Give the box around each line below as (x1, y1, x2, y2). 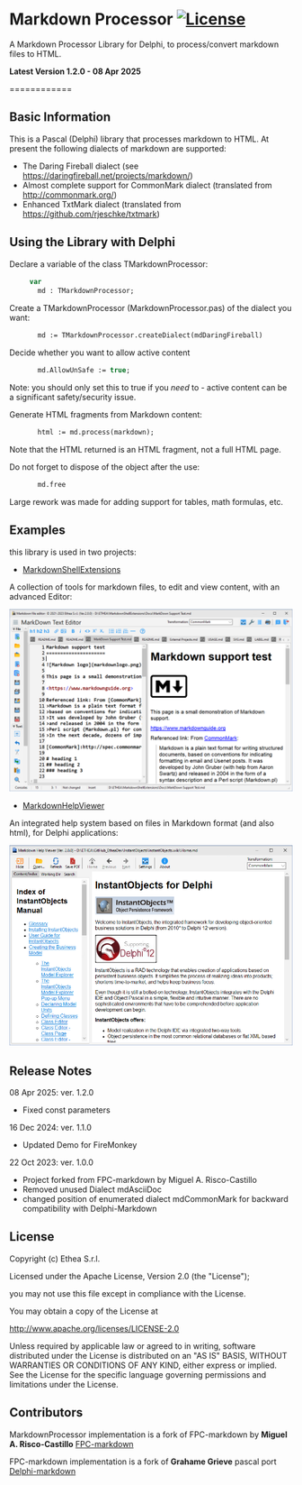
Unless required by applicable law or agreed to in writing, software (9, 1340, 256, 1352)
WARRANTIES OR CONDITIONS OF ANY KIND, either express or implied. (9, 1360, 277, 1370)
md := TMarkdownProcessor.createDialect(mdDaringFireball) (37, 331, 263, 340)
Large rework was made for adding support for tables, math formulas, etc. (9, 496, 284, 507)
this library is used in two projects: (9, 546, 137, 557)
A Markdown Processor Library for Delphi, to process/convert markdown (9, 39, 280, 50)
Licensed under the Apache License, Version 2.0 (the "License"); (9, 1270, 250, 1281)
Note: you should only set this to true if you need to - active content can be (9, 382, 288, 393)
